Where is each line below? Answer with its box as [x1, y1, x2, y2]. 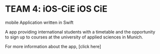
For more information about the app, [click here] [5, 43, 101, 49]
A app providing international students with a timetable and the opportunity [5, 29, 156, 35]
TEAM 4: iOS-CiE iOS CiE [5, 3, 108, 15]
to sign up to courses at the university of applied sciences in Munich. [5, 34, 143, 40]
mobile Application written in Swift [5, 19, 74, 25]
